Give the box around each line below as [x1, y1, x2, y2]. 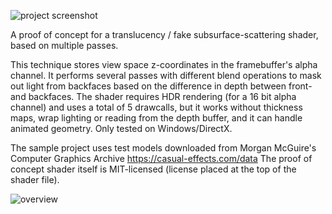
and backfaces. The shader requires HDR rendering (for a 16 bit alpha [10, 91, 297, 102]
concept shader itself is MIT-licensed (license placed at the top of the [10, 163, 297, 175]
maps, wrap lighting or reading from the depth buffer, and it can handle [10, 112, 303, 124]
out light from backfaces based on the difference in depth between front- [10, 80, 313, 92]
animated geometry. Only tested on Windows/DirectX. [10, 123, 233, 134]
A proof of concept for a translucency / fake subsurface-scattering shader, [10, 29, 319, 40]
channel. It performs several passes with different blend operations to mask [10, 70, 322, 81]
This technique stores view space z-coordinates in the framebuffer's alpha [10, 59, 318, 70]
